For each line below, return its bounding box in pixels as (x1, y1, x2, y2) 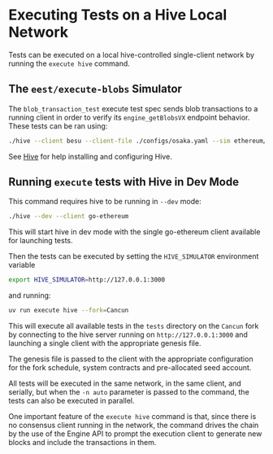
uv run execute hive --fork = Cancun (8, 307, 129, 315)
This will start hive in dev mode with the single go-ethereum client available (8, 227, 261, 237)
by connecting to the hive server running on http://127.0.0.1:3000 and (8, 330, 248, 339)
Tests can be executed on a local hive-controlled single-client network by (8, 50, 254, 59)
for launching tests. (8, 236, 73, 246)
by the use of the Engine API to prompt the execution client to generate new (8, 429, 262, 439)
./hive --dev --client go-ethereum (8, 212, 129, 220)
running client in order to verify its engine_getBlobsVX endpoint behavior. (8, 112, 250, 122)
